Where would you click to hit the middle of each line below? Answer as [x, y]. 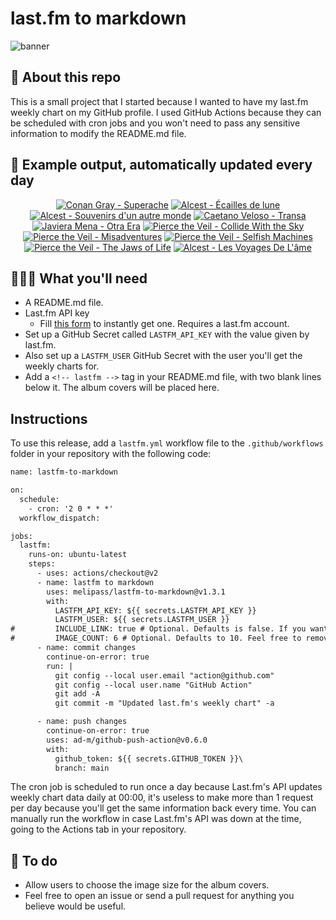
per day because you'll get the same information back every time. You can [163, 808]
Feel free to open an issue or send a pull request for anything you [159, 896]
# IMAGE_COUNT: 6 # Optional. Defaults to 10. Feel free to [156, 638]
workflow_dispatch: [60, 518]
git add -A [77, 694]
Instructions [49, 418]
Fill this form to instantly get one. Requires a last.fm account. [164, 324]
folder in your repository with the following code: [111, 454]
